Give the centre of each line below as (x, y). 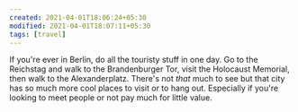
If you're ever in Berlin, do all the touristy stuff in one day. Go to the (134, 60)
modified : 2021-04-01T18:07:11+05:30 (80, 26)
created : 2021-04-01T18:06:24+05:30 (78, 17)
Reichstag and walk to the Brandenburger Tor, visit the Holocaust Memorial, (149, 69)
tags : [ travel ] (38, 34)
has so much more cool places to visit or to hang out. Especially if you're (144, 88)
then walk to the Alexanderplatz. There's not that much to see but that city (147, 79)
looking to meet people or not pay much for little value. (111, 98)
